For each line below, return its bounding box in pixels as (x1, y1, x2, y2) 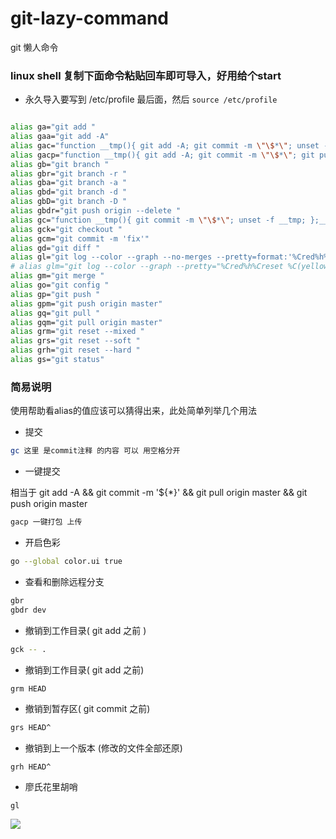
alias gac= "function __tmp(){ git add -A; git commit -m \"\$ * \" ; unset (10, 140, 320, 151)
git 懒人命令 (10, 41, 59, 53)
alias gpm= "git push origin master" (10, 298, 163, 309)
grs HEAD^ (10, 723, 52, 733)
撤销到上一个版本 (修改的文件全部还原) (24, 742, 183, 754)
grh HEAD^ (10, 762, 52, 772)
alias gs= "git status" (10, 355, 105, 365)
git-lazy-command (10, 7, 169, 30)
